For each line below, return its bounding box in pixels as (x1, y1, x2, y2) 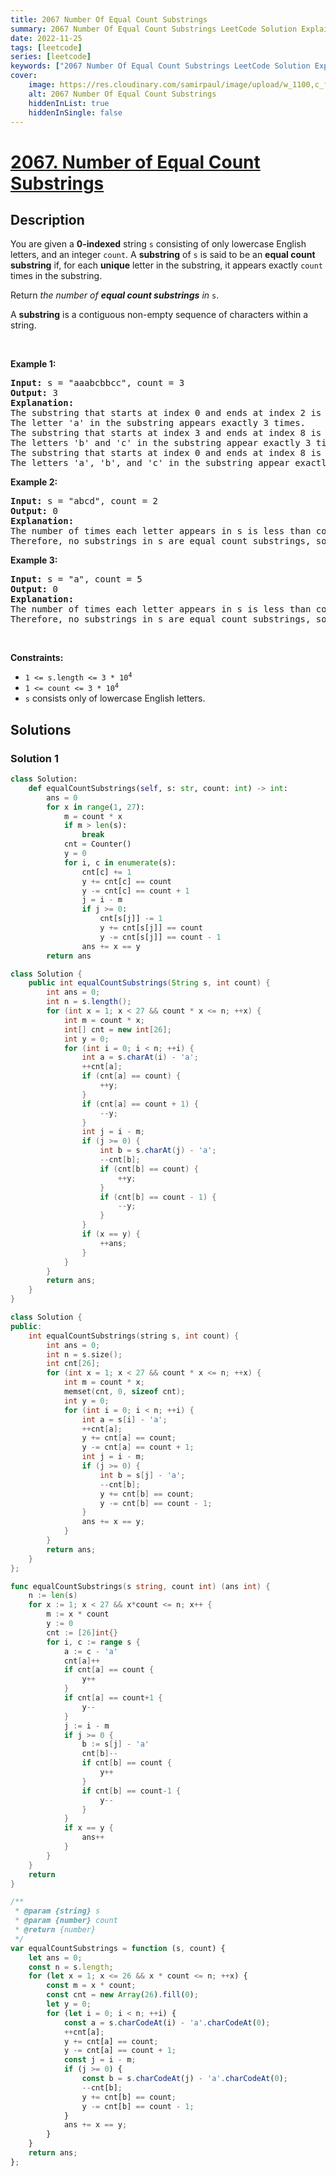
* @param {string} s (14, 1906, 101, 1916)
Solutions (10, 721, 72, 738)
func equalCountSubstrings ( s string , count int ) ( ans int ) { (10, 1581, 271, 1591)
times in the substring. (10, 270, 103, 282)
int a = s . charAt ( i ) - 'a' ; (81, 1052, 199, 1063)
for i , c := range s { (46, 1637, 141, 1647)
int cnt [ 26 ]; (46, 1359, 101, 1369)
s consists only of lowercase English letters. (24, 692, 206, 705)
